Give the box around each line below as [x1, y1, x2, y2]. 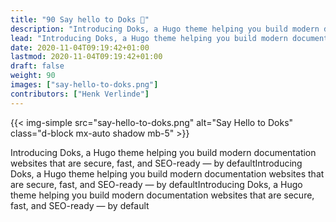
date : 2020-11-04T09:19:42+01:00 [10, 42, 150, 53]
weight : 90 [10, 71, 56, 81]
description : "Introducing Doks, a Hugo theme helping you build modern [10, 24, 320, 34]
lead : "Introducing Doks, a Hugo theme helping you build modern [10, 33, 288, 43]
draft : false [10, 61, 65, 71]
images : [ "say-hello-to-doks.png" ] [10, 80, 159, 90]
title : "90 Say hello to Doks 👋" [10, 14, 150, 25]
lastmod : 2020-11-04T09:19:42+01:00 [10, 52, 163, 62]
